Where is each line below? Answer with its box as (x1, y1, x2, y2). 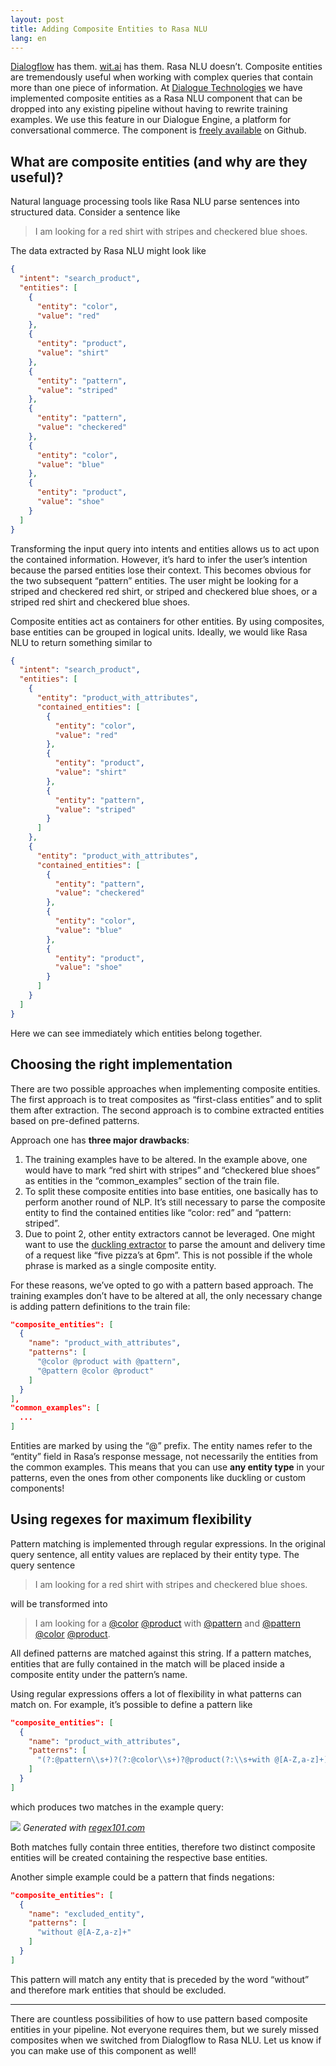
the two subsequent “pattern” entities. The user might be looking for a (10, 574, 299, 586)
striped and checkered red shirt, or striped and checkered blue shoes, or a (10, 585, 318, 597)
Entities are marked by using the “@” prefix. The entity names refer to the (10, 1440, 313, 1451)
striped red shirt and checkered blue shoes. (10, 596, 191, 608)
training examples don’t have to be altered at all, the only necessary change (10, 1289, 323, 1301)
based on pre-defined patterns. (10, 1114, 140, 1126)
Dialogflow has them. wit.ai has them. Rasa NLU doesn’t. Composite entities (10, 61, 323, 73)
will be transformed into (10, 1597, 108, 1610)
